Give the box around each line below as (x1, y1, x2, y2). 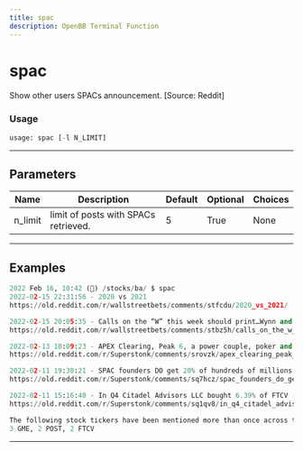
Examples (9, 260, 66, 275)
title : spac (9, 13, 54, 23)
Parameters (9, 167, 77, 181)
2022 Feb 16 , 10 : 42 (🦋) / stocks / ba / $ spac (9, 284, 176, 293)
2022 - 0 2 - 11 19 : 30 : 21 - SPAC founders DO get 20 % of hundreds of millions (9, 366, 293, 375)
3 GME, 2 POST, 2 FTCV (9, 424, 95, 433)
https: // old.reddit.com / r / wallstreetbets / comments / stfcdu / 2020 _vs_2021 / (9, 300, 289, 309)
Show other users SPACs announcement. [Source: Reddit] (9, 90, 225, 101)
